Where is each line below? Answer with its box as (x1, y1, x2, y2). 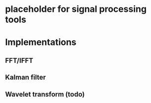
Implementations (5, 37, 77, 48)
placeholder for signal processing (5, 3, 147, 15)
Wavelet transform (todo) (5, 90, 85, 99)
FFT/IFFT (5, 56, 34, 65)
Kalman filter (5, 73, 46, 82)
